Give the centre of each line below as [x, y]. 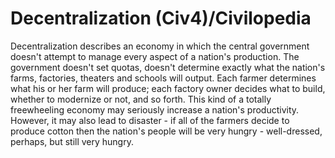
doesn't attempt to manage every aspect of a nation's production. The [155, 56]
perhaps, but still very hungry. [72, 141]
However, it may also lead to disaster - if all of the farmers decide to [150, 120]
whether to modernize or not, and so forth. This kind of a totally [141, 99]
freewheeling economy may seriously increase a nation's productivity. [155, 109]
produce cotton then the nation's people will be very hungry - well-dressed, [166, 131]
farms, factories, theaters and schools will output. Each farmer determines [163, 78]
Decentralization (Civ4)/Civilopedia [161, 18]
